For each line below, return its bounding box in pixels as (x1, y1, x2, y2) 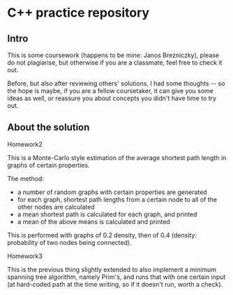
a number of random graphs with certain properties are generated (17, 188, 207, 196)
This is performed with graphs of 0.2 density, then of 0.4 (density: (7, 231, 197, 239)
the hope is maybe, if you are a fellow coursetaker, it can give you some (7, 87, 214, 95)
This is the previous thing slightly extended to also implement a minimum (7, 265, 216, 273)
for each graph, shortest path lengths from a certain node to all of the (17, 195, 218, 203)
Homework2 (7, 140, 43, 148)
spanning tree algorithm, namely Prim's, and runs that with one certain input (7, 273, 226, 281)
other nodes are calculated (17, 202, 96, 211)
